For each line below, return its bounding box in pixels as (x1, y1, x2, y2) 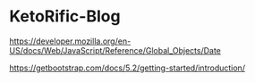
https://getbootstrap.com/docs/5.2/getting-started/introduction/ (9, 62, 246, 73)
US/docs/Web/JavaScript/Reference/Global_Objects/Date (9, 45, 221, 55)
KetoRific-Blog (9, 6, 121, 27)
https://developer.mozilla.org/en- (9, 36, 132, 46)
